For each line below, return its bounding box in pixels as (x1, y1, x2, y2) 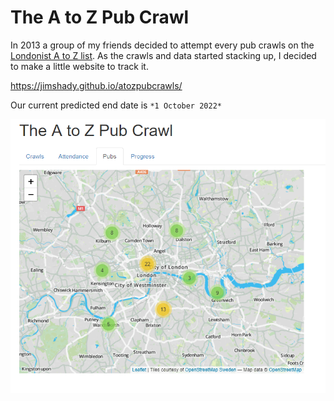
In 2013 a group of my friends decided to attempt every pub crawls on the (10, 39, 315, 51)
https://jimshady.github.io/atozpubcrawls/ (10, 79, 183, 91)
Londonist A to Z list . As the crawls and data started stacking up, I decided (10, 49, 317, 61)
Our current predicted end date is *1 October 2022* (10, 99, 222, 111)
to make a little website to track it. (10, 60, 149, 72)
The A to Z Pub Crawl (10, 6, 190, 29)
